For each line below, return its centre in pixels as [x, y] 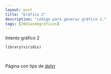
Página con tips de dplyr [30, 66]
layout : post [19, 10]
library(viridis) [23, 47]
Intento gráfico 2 [22, 38]
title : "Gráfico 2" [26, 14]
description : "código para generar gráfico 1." [56, 19]
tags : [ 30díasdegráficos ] [32, 24]
